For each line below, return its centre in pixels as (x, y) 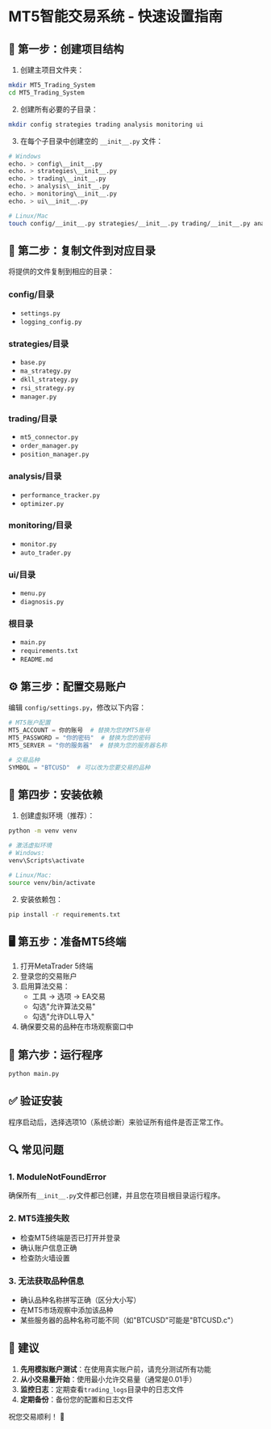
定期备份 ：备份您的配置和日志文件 (77, 1399)
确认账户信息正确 (48, 1248)
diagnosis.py (42, 602)
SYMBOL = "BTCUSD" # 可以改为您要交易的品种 (79, 767)
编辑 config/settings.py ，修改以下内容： (77, 707)
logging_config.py (51, 322)
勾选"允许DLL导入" (63, 1017)
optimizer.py (42, 504)
